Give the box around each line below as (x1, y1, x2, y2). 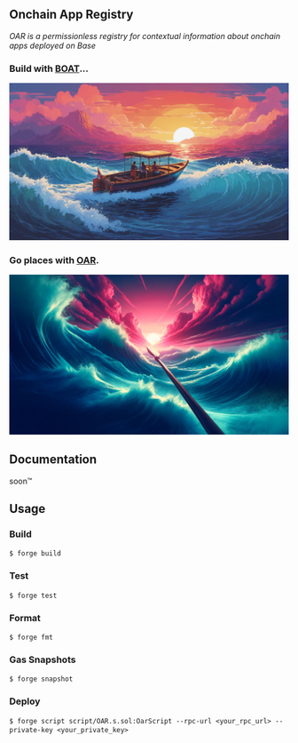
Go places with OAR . (9, 253, 99, 266)
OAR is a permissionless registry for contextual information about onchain (9, 30, 281, 41)
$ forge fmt (9, 633, 53, 642)
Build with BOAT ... (9, 62, 89, 75)
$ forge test (9, 591, 58, 600)
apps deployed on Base (9, 40, 96, 51)
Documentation (9, 452, 98, 467)
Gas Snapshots (9, 653, 76, 666)
